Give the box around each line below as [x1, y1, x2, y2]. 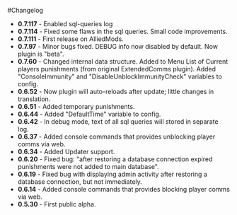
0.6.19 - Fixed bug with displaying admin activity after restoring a [17, 170, 207, 178]
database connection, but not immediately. [17, 178, 143, 186]
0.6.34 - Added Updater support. [17, 148, 115, 156]
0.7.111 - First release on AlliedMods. [17, 35, 124, 43]
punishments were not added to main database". [17, 163, 159, 170]
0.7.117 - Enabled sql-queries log [17, 20, 113, 28]
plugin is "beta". [17, 50, 65, 58]
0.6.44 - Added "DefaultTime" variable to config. [17, 110, 161, 118]
